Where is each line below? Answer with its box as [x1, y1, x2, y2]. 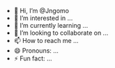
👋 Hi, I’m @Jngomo [13, 7, 70, 15]
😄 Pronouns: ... [13, 46, 59, 55]
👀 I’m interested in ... [13, 14, 73, 22]
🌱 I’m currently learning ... [13, 22, 89, 29]
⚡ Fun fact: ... [13, 54, 52, 62]
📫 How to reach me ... [13, 37, 79, 44]
